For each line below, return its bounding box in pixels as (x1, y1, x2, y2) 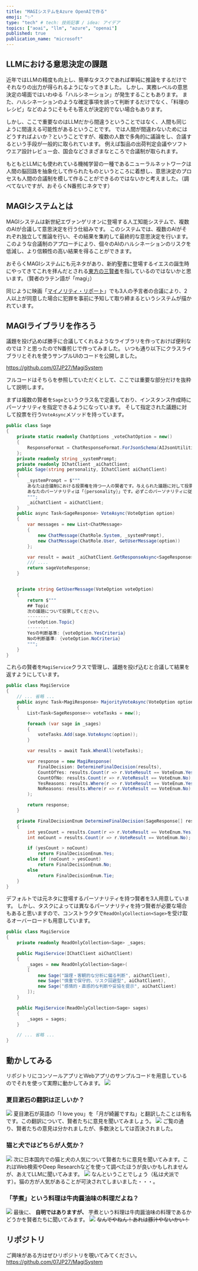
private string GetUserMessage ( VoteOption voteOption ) (16, 586, 154, 593)
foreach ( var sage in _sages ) (27, 721, 101, 727)
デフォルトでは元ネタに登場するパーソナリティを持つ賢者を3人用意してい (6, 895, 184, 902)
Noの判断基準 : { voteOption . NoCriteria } (27, 635, 121, 642)
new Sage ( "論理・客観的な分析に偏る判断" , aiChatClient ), (37, 973, 171, 978)
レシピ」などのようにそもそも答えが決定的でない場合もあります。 (6, 106, 166, 113)
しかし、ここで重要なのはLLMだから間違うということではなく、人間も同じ (6, 118, 187, 125)
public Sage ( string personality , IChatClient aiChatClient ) (16, 467, 167, 472)
